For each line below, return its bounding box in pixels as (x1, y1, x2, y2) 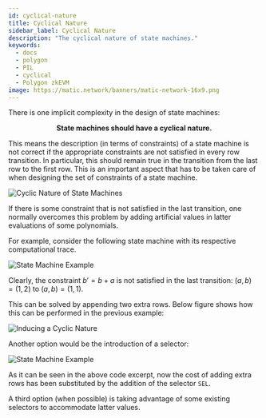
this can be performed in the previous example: (8, 309, 165, 318)
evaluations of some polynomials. (8, 221, 118, 230)
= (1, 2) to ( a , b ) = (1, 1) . (8, 285, 84, 294)
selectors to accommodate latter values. (8, 403, 141, 412)
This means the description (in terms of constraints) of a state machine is (8, 139, 249, 149)
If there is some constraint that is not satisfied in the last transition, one (8, 204, 242, 213)
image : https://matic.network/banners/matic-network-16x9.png (8, 86, 220, 94)
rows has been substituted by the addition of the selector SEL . (8, 379, 212, 388)
